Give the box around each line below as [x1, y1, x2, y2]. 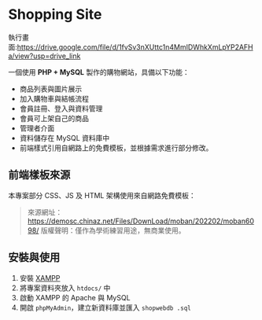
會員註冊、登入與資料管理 [19, 104, 103, 113]
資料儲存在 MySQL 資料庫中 [19, 133, 110, 142]
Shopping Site [8, 6, 102, 24]
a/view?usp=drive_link [8, 51, 81, 61]
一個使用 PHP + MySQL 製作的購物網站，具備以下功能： [8, 67, 190, 76]
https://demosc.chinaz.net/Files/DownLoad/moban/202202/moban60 [27, 216, 254, 226]
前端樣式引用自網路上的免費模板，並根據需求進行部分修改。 [19, 143, 213, 153]
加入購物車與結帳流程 [19, 94, 89, 103]
